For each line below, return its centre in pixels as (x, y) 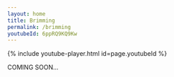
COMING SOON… (33, 67)
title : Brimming (31, 20)
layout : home (27, 14)
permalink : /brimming (39, 27)
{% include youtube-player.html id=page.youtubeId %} (87, 54)
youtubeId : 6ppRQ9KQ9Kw (42, 34)
